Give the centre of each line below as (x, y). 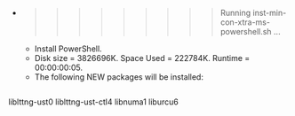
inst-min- (269, 13)
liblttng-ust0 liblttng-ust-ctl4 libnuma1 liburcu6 (93, 102)
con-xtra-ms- (245, 22)
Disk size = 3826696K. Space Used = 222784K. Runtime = (142, 58)
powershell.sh (246, 31)
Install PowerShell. (68, 49)
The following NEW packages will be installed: (119, 77)
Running (235, 13)
